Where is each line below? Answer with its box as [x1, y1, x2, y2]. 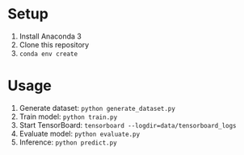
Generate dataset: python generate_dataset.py [19, 103, 175, 112]
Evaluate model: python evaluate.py [19, 128, 141, 138]
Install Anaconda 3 [19, 31, 82, 41]
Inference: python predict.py [19, 137, 118, 147]
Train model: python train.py [19, 112, 118, 121]
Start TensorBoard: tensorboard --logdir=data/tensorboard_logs [19, 120, 237, 129]
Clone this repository [19, 39, 90, 49]
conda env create [19, 50, 78, 58]
